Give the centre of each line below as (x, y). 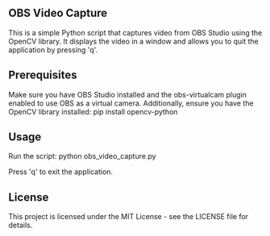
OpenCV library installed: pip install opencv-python (93, 111)
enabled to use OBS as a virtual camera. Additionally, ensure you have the (131, 103)
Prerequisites (43, 75)
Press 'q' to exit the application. (61, 172)
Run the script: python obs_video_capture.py (82, 156)
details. (21, 226)
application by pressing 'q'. (53, 50)
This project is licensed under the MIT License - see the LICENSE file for (128, 217)
